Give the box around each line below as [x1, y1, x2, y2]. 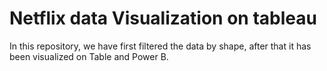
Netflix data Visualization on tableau [9, 7, 317, 30]
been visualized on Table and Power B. [9, 50, 169, 62]
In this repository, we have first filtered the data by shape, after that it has [9, 40, 312, 52]
